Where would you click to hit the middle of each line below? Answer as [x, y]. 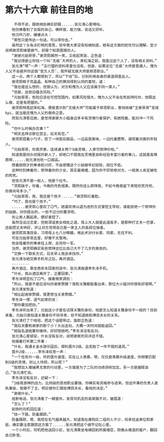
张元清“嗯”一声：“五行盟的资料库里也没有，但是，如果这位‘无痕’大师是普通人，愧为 [84, 66]
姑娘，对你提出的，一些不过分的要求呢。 [43, 212]
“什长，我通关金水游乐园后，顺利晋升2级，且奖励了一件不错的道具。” [70, 346]
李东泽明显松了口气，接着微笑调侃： [43, 279]
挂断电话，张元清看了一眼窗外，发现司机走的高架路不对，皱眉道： [68, 399]
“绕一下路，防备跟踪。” [31, 414]
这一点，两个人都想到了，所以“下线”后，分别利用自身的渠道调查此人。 [72, 77]
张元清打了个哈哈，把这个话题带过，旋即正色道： [53, 320]
